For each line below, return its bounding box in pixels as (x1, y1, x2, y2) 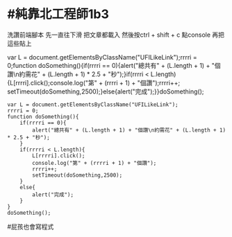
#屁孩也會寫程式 (7, 222, 54, 231)
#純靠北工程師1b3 (7, 6, 109, 22)
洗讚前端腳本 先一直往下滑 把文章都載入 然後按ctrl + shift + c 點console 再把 (7, 30, 224, 39)
